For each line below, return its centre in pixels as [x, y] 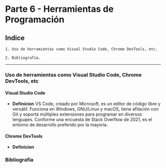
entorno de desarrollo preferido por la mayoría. [60, 125]
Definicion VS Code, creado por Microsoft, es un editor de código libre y [86, 104]
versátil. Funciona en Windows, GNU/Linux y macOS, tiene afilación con [85, 109]
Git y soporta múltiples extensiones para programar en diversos [77, 114]
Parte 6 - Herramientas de [59, 9]
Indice [15, 38]
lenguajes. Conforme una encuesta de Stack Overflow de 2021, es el [82, 120]
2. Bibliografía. [23, 58]
